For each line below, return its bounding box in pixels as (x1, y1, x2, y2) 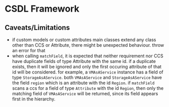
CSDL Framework (5, 3, 79, 15)
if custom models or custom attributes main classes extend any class (12, 37, 156, 43)
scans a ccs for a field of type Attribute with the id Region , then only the (12, 85, 164, 91)
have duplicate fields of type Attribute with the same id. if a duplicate (12, 58, 156, 64)
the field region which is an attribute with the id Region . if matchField (12, 80, 155, 86)
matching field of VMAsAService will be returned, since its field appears (12, 91, 158, 96)
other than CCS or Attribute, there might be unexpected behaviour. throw (12, 42, 164, 48)
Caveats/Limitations (5, 23, 70, 32)
